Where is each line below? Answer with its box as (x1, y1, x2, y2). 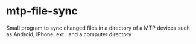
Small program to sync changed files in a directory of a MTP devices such (6, 24, 190, 31)
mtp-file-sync (6, 4, 78, 18)
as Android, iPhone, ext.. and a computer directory (6, 30, 131, 37)
